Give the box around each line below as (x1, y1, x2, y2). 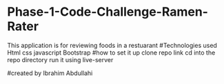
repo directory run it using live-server (7, 55, 114, 64)
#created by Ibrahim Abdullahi (7, 69, 93, 77)
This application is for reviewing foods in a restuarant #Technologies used (7, 41, 217, 49)
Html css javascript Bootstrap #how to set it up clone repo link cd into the (7, 48, 216, 57)
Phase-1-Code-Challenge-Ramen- (7, 4, 209, 20)
